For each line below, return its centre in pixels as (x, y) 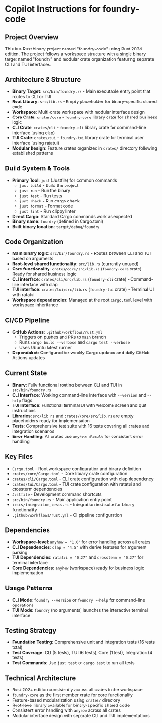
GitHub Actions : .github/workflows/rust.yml (57, 332)
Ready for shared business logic (44, 274)
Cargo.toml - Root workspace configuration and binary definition (77, 468)
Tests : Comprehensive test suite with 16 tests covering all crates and (81, 426)
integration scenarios (33, 431)
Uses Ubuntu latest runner (46, 348)
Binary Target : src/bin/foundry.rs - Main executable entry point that (81, 91)
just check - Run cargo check (49, 201)
